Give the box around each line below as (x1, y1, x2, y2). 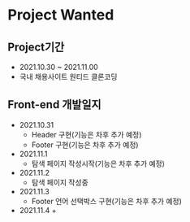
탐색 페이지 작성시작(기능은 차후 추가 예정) (31, 159, 166, 168)
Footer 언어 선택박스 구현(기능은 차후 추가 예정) (31, 196, 182, 206)
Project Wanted (7, 6, 114, 24)
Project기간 (7, 40, 65, 54)
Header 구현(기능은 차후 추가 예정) (31, 129, 142, 139)
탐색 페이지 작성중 (31, 177, 89, 187)
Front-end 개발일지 (7, 98, 102, 111)
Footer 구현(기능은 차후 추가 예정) (31, 140, 139, 150)
